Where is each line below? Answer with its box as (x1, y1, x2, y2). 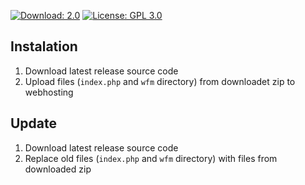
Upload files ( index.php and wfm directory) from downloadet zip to (24, 75, 296, 87)
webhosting (24, 86, 74, 98)
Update (10, 115, 58, 132)
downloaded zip (24, 163, 92, 175)
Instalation (10, 38, 78, 55)
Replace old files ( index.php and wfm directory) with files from (24, 152, 278, 164)
